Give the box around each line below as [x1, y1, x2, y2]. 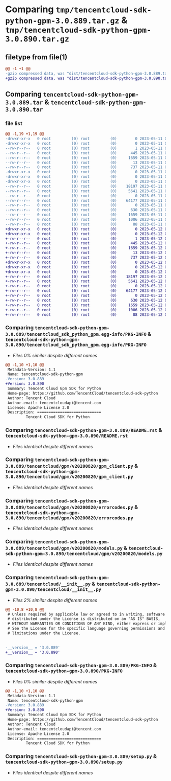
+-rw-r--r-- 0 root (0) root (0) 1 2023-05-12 [5, 236, 163, 241]
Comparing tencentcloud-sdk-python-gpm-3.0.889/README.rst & [5, 427, 162, 434]
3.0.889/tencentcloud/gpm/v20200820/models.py [5, 545, 123, 552]
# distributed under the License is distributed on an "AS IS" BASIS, [7, 616, 160, 622]
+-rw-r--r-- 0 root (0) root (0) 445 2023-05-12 [5, 241, 163, 246]
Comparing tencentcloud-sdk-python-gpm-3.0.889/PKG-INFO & [5, 662, 157, 669]
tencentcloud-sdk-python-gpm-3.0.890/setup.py [5, 759, 123, 765]
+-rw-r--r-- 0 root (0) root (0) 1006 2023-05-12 [5, 307, 163, 312]
